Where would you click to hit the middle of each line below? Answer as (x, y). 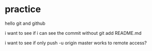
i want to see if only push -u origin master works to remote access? (76, 43)
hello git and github (25, 23)
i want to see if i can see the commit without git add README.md (73, 33)
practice (23, 9)
